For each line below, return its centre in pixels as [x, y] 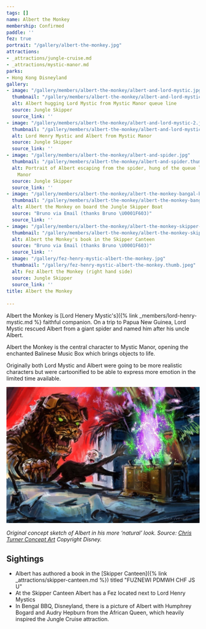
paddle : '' [20, 32]
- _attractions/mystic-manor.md [48, 64]
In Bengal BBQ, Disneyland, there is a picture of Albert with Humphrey [103, 606]
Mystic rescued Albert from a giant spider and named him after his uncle [98, 329]
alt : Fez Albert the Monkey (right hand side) [72, 272]
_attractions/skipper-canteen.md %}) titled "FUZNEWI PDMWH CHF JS [105, 580]
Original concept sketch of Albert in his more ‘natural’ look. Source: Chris [99, 533]
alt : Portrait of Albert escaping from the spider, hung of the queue [104, 168]
